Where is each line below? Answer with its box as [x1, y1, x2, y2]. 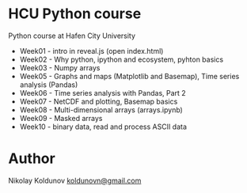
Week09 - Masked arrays [19, 113, 103, 123]
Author [8, 149, 55, 168]
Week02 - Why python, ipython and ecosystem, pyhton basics [19, 55, 224, 64]
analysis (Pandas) [19, 80, 78, 89]
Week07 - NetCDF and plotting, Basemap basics [19, 96, 178, 106]
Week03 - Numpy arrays [19, 62, 101, 72]
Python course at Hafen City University [8, 31, 136, 40]
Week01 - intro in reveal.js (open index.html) [19, 46, 164, 55]
